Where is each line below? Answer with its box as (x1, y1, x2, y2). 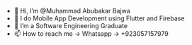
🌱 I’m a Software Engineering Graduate (13, 22, 128, 30)
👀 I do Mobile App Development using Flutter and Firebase (13, 14, 185, 22)
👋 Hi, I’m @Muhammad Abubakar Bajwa (13, 7, 131, 15)
